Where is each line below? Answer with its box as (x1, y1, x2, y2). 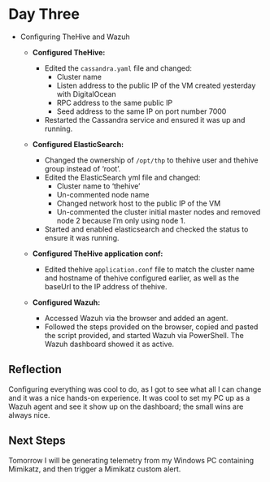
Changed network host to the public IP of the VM (56, 198, 221, 208)
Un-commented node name (56, 189, 150, 199)
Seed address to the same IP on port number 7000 (56, 106, 227, 116)
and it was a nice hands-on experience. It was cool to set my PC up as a (8, 393, 250, 402)
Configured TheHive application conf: (32, 249, 163, 258)
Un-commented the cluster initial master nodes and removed (56, 206, 261, 216)
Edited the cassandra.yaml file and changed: (44, 63, 193, 73)
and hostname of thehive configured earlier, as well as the (44, 273, 240, 283)
